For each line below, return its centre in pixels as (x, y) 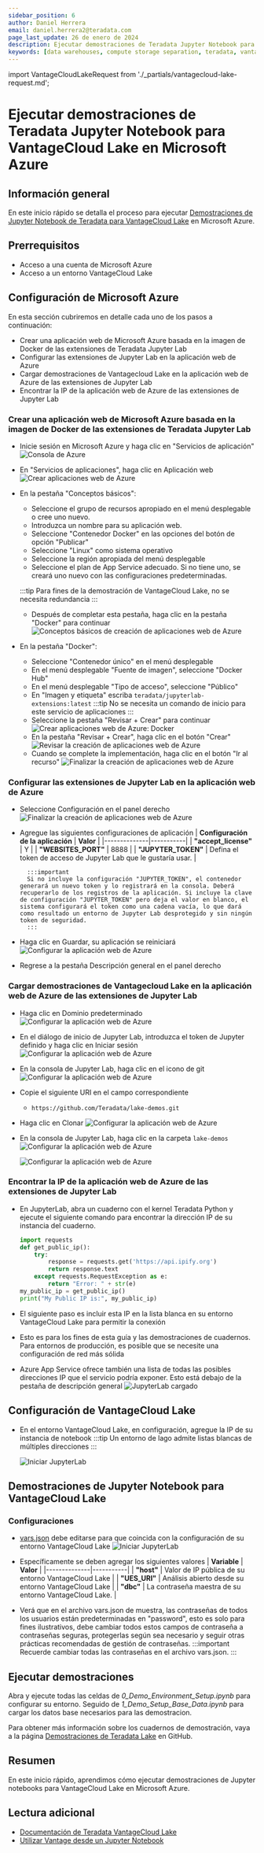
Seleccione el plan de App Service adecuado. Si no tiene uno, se (136, 567)
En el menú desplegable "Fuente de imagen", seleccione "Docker (137, 670)
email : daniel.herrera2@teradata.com (70, 30)
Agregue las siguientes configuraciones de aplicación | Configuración (134, 833)
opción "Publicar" (60, 542)
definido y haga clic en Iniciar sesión (79, 1045)
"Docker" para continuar (71, 622)
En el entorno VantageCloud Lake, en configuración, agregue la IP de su (136, 1430)
